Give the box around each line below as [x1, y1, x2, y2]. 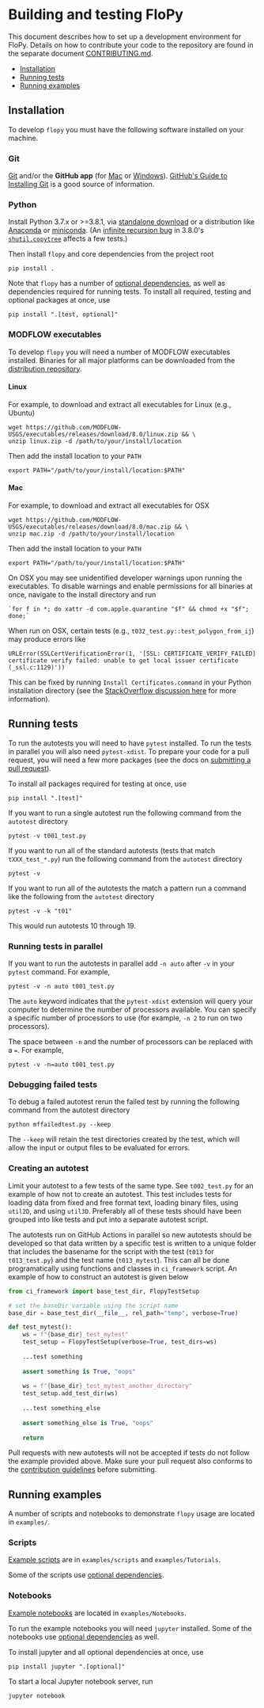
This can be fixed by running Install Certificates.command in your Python [8, 677, 251, 687]
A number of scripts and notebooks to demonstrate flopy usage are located [8, 1509, 255, 1519]
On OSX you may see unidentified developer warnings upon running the [8, 573, 243, 583]
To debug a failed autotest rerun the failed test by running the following [8, 1097, 239, 1107]
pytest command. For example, [8, 967, 111, 977]
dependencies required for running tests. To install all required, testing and [8, 287, 251, 296]
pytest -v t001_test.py [8, 832, 87, 840]
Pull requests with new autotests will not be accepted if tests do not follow [8, 1448, 251, 1458]
